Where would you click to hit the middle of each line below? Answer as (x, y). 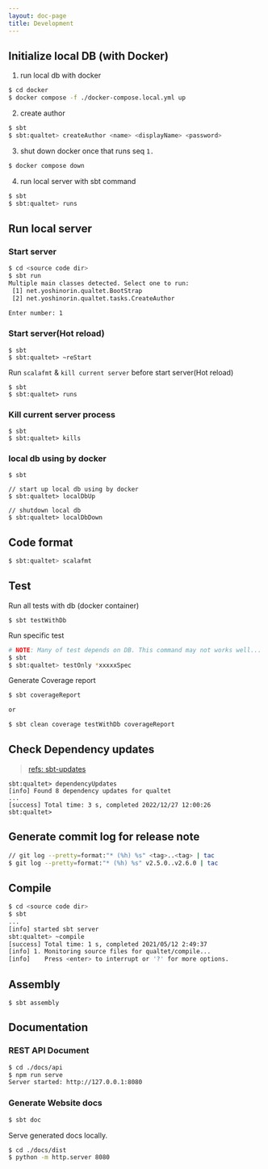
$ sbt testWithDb (38, 620)
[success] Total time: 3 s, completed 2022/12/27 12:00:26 (110, 805)
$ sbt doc (25, 1120)
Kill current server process (62, 414)
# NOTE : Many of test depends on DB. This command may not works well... (135, 650)
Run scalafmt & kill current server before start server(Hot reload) (121, 372)
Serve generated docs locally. (58, 1135)
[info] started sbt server (54, 929)
